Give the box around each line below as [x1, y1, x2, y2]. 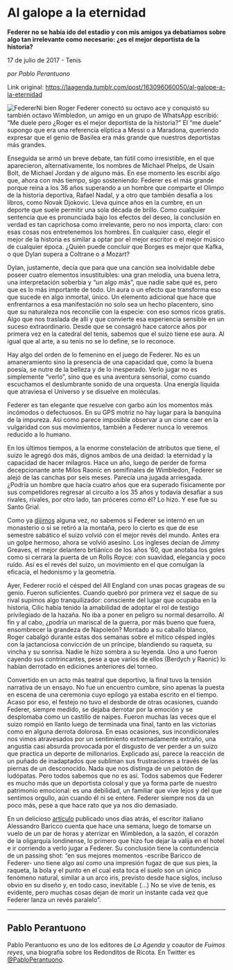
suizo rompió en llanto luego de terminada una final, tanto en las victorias [7, 720, 216, 728]
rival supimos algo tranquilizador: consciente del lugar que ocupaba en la [7, 595, 217, 604]
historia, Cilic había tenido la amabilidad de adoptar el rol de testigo [7, 603, 200, 611]
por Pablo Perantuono [7, 69, 71, 78]
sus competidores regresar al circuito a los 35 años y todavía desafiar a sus [7, 488, 223, 496]
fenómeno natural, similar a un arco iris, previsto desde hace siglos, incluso [7, 873, 223, 882]
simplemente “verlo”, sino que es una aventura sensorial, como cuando [7, 373, 210, 381]
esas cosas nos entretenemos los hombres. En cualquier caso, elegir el [7, 228, 211, 236]
